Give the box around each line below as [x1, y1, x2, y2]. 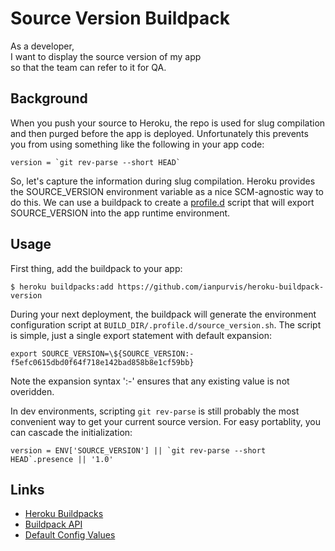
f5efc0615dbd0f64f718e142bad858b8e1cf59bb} [10, 357, 195, 367]
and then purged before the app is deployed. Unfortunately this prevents [10, 127, 309, 139]
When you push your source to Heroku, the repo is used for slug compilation [10, 117, 326, 129]
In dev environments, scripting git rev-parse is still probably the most [10, 405, 300, 417]
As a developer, [10, 40, 75, 52]
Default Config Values [24, 529, 116, 541]
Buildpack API [24, 518, 83, 531]
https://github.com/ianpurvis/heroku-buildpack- [117, 282, 325, 292]
